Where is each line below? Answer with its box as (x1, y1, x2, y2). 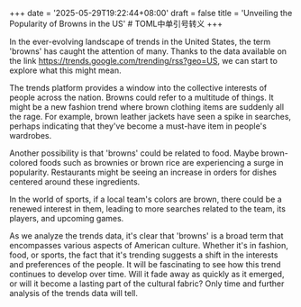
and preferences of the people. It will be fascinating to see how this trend (9, 259, 281, 269)
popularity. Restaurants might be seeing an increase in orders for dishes (9, 167, 278, 177)
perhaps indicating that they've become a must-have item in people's (9, 121, 268, 131)
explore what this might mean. (9, 65, 122, 76)
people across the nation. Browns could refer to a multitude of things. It (9, 92, 274, 103)
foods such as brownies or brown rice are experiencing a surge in (39, 158, 284, 167)
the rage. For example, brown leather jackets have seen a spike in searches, (9, 112, 291, 122)
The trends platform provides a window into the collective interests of (9, 83, 268, 93)
